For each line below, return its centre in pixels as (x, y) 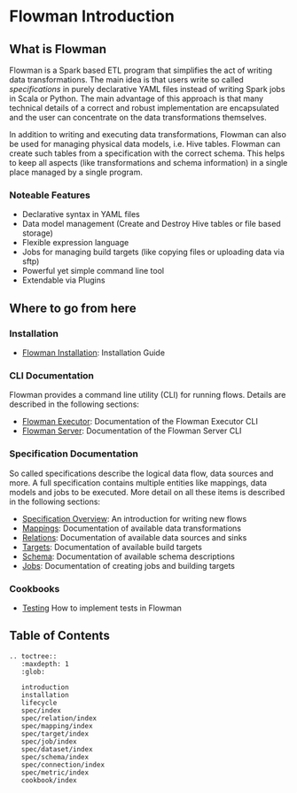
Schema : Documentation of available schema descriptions (128, 556)
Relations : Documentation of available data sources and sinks (134, 537)
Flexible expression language (75, 243)
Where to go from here (73, 308)
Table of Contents (60, 636)
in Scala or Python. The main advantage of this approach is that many (137, 98)
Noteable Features (50, 195)
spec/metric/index (55, 773)
